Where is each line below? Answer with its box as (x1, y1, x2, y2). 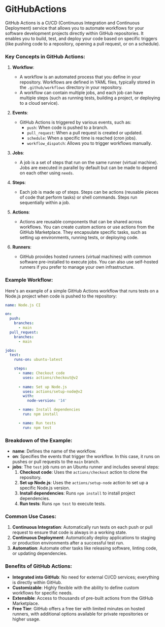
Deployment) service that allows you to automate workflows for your (5, 25, 144, 31)
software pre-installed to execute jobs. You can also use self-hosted (19, 259, 159, 265)
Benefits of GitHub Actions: (5, 563, 72, 570)
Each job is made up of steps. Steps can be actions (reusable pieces (19, 189, 159, 195)
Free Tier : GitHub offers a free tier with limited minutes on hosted (12, 605, 145, 611)
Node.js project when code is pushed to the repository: (5, 293, 117, 299)
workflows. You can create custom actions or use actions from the (19, 224, 155, 230)
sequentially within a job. (19, 200, 70, 206)
